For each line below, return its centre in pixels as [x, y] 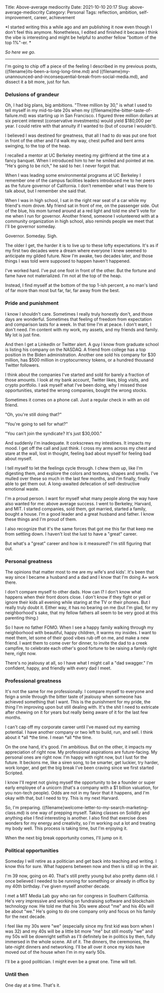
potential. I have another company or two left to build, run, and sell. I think [79, 732]
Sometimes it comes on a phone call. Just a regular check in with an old [77, 399]
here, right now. [21, 653]
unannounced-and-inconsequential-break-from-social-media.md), [72, 76]
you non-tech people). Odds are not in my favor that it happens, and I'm [77, 793]
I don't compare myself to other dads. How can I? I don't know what [73, 592]
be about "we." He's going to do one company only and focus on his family [80, 912]
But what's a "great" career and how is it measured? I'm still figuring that [78, 543]
